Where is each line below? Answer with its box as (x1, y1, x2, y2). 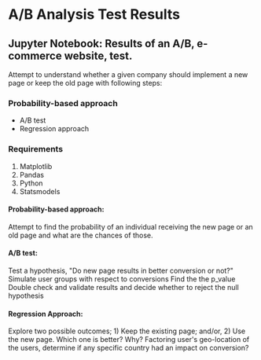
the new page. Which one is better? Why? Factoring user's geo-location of (8, 335, 250, 344)
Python (19, 178, 43, 188)
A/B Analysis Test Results (8, 6, 181, 24)
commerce (8, 49, 62, 62)
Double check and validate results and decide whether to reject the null (8, 283, 240, 292)
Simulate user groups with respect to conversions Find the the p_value (8, 274, 236, 284)
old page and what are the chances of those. (8, 230, 153, 240)
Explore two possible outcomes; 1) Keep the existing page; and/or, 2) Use (8, 326, 246, 336)
